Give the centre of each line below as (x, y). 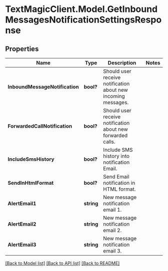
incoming (114, 96)
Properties (22, 49)
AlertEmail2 (22, 224)
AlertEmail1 (22, 203)
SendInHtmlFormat (31, 183)
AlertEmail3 (22, 245)
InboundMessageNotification (43, 87)
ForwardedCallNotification (40, 126)
